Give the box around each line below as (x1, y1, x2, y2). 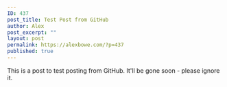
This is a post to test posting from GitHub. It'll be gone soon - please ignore (7, 66, 220, 75)
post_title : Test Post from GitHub (7, 16, 109, 23)
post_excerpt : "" (7, 29, 57, 36)
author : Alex (7, 22, 45, 29)
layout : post (7, 35, 45, 42)
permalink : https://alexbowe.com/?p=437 (7, 41, 125, 48)
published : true (7, 48, 53, 55)
